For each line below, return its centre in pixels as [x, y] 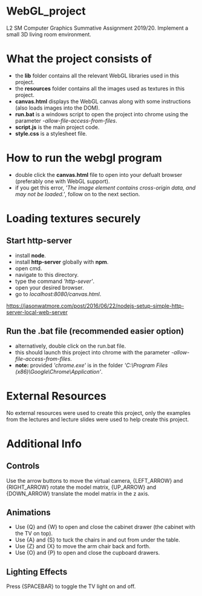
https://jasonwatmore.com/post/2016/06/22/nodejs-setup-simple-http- [95, 306]
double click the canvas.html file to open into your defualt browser [99, 174]
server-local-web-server [37, 312]
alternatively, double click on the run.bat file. [70, 346]
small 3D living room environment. [49, 34]
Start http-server [39, 241]
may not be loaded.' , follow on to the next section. [77, 194]
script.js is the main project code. [57, 127]
